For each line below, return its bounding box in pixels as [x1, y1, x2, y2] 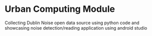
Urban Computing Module [5, 3, 115, 15]
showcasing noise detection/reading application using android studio [5, 25, 147, 31]
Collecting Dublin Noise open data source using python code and [5, 20, 139, 26]
